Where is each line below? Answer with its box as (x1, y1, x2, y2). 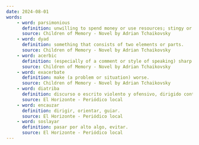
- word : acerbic (17, 53, 57, 59)
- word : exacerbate (17, 69, 65, 75)
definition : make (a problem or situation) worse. (21, 75, 150, 80)
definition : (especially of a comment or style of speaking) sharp (21, 58, 192, 64)
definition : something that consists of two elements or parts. (21, 42, 184, 48)
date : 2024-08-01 (6, 8, 49, 15)
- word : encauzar (17, 102, 60, 108)
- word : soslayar (17, 119, 60, 125)
